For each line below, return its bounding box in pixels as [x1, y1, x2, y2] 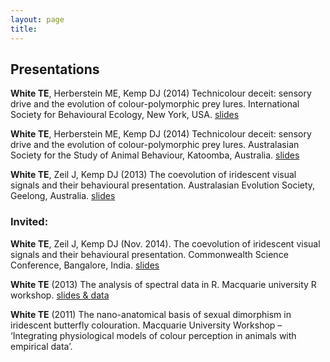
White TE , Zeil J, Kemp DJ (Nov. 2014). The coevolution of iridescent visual [10, 237, 321, 250]
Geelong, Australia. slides [10, 190, 116, 202]
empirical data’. [10, 340, 73, 352]
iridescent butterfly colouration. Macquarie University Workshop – [10, 319, 283, 331]
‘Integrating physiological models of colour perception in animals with [10, 329, 297, 341]
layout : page [10, 14, 65, 25]
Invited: [10, 215, 49, 229]
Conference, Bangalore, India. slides [10, 259, 160, 271]
